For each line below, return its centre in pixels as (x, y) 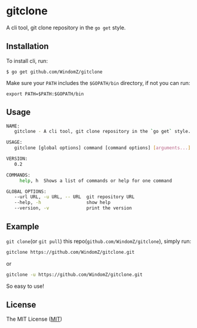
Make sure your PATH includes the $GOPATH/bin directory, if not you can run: (98, 83)
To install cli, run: (27, 60)
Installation (27, 46)
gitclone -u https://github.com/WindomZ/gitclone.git (75, 274)
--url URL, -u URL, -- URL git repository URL (74, 197)
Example (23, 227)
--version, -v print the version (73, 208)
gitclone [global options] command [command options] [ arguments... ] (102, 148)
